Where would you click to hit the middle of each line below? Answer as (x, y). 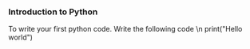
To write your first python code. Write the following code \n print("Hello (125, 29)
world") (21, 37)
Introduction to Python (53, 12)
